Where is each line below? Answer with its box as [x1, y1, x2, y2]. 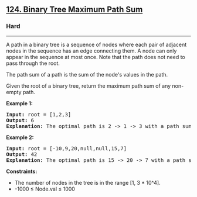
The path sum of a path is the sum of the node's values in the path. [6, 71, 168, 78]
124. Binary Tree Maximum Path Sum [6, 5, 143, 15]
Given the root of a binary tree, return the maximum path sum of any [6, 82, 171, 89]
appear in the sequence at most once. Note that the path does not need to [6, 53, 186, 60]
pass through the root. [6, 60, 60, 67]
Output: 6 [6, 117, 34, 123]
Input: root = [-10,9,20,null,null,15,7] [6, 145, 127, 151]
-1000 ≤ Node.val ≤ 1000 [14, 185, 75, 192]
